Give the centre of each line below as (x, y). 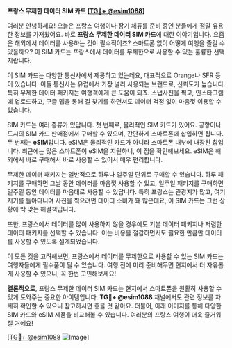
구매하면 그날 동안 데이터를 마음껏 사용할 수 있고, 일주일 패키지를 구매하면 (125, 183)
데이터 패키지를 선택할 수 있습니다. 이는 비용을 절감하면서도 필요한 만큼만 (105, 233)
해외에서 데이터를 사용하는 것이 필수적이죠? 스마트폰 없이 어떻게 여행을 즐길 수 (120, 43)
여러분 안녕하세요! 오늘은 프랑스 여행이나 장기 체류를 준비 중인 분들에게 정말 (109, 26)
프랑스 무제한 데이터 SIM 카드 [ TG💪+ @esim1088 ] (76, 11)
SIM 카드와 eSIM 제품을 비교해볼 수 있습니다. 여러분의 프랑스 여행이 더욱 (105, 315)
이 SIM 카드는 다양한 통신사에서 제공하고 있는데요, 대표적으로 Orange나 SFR (110, 75)
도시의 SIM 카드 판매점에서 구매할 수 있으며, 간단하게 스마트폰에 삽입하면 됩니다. (115, 134)
